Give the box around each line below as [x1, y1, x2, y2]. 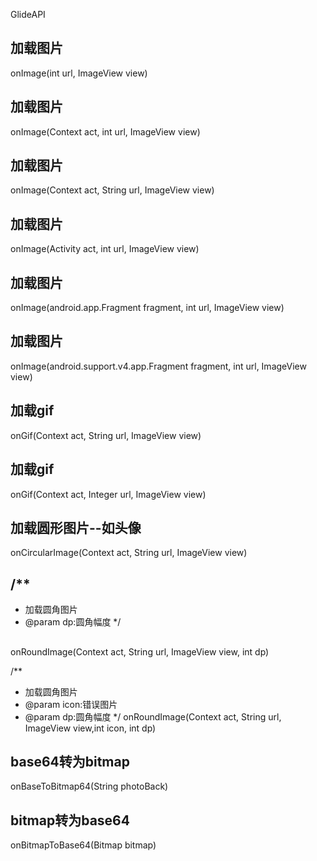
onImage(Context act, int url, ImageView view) [10, 125, 201, 138]
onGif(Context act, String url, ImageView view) [10, 429, 202, 441]
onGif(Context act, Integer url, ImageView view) [10, 488, 207, 500]
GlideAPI [10, 9, 46, 20]
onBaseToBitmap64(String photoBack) [10, 780, 169, 793]
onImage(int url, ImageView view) [10, 67, 148, 79]
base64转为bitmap [10, 753, 130, 770]
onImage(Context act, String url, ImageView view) [10, 184, 215, 196]
